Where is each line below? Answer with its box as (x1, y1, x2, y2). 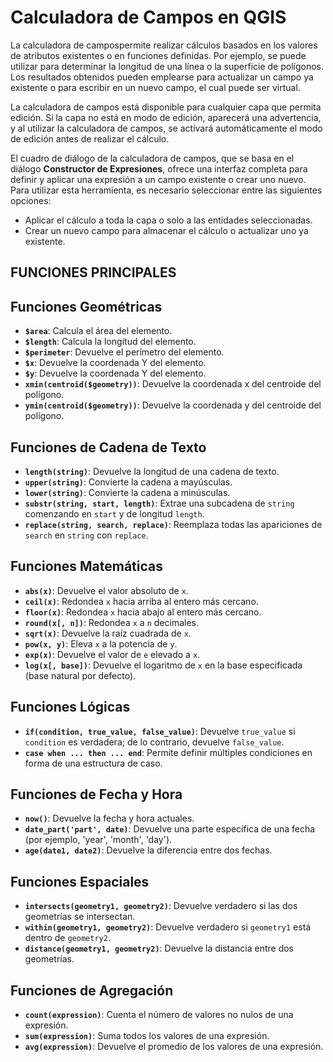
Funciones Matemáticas (10, 558, 164, 575)
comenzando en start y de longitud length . (24, 507, 205, 520)
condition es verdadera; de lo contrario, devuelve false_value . (24, 736, 285, 748)
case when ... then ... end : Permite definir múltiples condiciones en (24, 746, 313, 758)
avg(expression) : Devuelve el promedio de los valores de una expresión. (24, 1041, 324, 1053)
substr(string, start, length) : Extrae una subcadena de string (24, 497, 295, 509)
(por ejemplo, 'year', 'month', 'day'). (24, 834, 173, 846)
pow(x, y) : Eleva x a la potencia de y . (24, 637, 178, 650)
